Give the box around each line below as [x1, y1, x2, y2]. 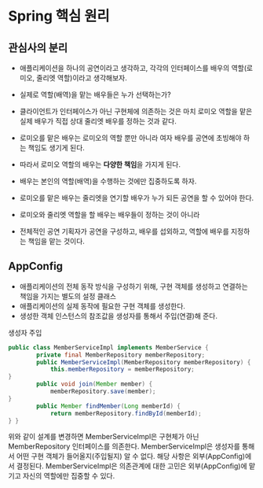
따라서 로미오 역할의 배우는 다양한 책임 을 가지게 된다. [19, 160, 181, 169]
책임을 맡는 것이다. [27, 237, 85, 246]
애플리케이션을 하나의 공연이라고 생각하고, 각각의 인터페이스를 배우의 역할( [19, 64, 247, 72]
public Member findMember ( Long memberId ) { [36, 402, 181, 410]
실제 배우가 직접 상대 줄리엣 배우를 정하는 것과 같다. [19, 116, 177, 126]
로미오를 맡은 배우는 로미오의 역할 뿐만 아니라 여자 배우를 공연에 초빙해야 [19, 133, 242, 142]
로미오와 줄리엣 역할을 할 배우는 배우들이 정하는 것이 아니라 [19, 210, 200, 219]
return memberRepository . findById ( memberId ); [49, 409, 202, 417]
